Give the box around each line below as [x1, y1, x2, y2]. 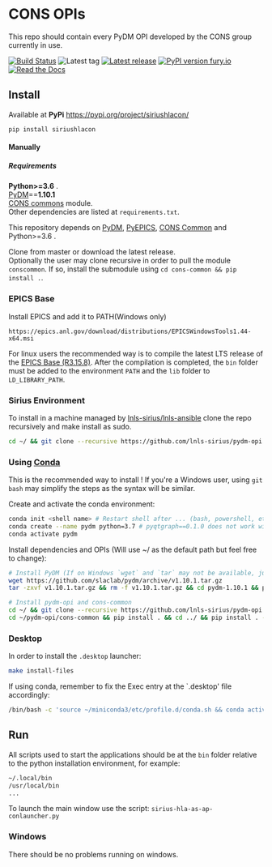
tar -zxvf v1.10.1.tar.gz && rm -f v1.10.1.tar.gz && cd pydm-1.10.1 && [8, 584, 259, 592]
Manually [8, 143, 40, 152]
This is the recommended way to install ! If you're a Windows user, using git [8, 475, 263, 485]
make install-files [8, 667, 74, 675]
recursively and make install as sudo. [8, 421, 132, 431]
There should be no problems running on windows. [8, 849, 179, 859]
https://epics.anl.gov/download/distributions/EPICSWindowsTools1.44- [8, 327, 252, 335]
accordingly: [8, 690, 50, 700]
